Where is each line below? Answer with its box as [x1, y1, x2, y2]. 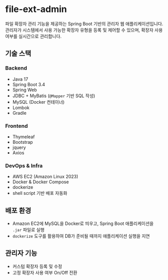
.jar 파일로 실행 [12, 227, 45, 233]
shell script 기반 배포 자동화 [12, 190, 68, 196]
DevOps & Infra [5, 162, 43, 169]
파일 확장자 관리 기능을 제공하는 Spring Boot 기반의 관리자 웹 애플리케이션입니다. [5, 21, 163, 27]
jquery [12, 144, 26, 150]
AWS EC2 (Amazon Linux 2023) [12, 174, 79, 180]
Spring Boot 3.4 [12, 81, 45, 87]
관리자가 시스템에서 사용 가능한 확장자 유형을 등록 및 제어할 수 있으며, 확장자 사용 [5, 27, 163, 33]
